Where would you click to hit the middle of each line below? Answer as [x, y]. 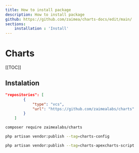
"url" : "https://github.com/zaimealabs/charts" [83, 109]
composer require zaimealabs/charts [44, 127]
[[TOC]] [13, 67]
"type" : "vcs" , [48, 104]
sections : [16, 24]
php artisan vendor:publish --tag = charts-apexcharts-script [70, 145]
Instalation [22, 83]
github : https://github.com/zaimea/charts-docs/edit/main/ [69, 19]
